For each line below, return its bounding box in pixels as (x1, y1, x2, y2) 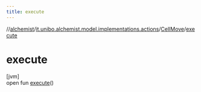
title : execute (6, 8, 45, 15)
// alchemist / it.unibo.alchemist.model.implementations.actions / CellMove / (6, 25, 187, 32)
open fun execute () (6, 79, 54, 86)
